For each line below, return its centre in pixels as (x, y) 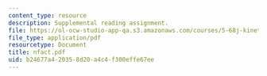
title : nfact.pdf (37, 52)
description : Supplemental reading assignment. (89, 23)
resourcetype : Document (48, 45)
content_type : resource (48, 15)
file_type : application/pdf (55, 38)
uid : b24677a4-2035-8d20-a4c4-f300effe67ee (81, 60)
